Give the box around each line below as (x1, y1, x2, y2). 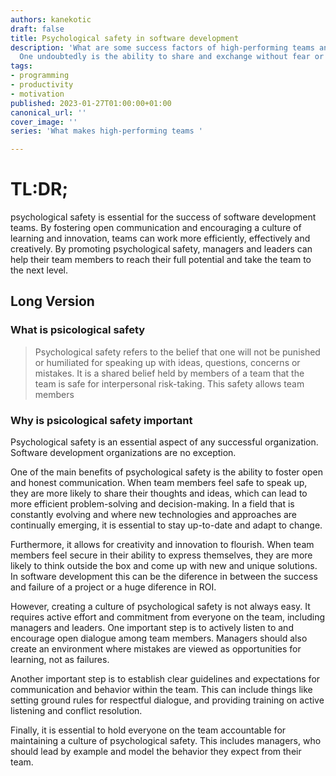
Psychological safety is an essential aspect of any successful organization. (10, 436, 319, 448)
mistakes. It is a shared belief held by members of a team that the (34, 367, 305, 379)
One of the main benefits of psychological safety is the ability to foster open (10, 466, 323, 478)
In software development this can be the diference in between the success (10, 571, 318, 583)
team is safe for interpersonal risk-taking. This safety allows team (34, 377, 305, 390)
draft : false (10, 24, 65, 34)
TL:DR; (10, 178, 69, 201)
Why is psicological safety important (10, 413, 193, 427)
